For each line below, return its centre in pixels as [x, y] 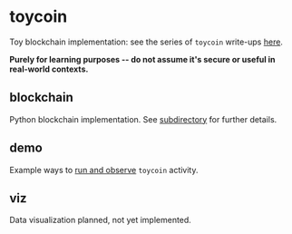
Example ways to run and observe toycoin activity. [104, 170]
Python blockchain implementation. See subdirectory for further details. [143, 119]
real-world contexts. [49, 69]
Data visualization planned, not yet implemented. [101, 220]
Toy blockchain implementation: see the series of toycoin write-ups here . [146, 42]
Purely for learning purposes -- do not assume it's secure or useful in [142, 59]
